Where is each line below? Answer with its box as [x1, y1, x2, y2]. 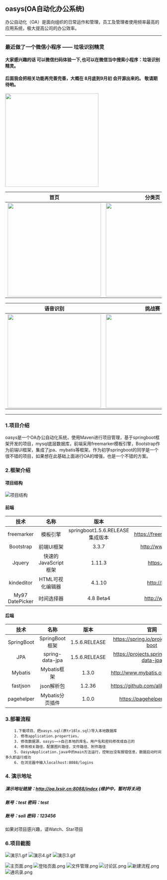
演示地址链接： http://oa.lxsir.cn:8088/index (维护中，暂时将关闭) [5, 786, 142, 792]
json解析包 [40, 683, 65, 690]
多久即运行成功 [5, 754, 31, 760]
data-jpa [42, 657, 63, 664]
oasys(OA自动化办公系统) [5, 4, 85, 13]
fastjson [11, 682, 31, 689]
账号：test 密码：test [5, 799, 49, 805]
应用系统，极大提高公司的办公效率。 [5, 25, 80, 31]
